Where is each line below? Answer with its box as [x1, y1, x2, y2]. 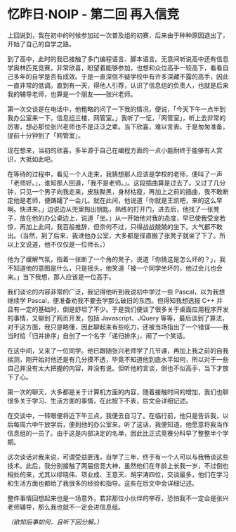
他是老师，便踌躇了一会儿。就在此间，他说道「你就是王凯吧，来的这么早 [13, 196, 223, 205]
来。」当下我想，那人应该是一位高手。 [7, 272, 115, 281]
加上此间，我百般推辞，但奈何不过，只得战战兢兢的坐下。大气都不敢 [25, 222, 223, 231]
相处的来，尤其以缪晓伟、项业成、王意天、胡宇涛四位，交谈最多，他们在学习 [7, 470, 229, 479]
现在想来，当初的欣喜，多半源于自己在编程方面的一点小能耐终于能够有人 [7, 145, 216, 155]
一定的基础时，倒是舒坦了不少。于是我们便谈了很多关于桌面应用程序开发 [19, 305, 229, 313]
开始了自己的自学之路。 [7, 39, 75, 48]
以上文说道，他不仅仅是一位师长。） [7, 240, 109, 248]
